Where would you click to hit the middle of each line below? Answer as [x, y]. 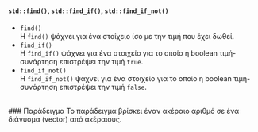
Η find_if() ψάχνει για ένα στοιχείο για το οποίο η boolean [119, 53]
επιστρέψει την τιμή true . [101, 62]
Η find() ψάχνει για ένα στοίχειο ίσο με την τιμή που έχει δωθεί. [127, 37]
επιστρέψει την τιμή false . [103, 87]
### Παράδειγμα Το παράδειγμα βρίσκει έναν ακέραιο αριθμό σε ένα [124, 111]
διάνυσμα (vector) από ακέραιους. [65, 119]
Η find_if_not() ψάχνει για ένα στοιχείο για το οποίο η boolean [125, 79]
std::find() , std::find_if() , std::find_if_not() [89, 10]
